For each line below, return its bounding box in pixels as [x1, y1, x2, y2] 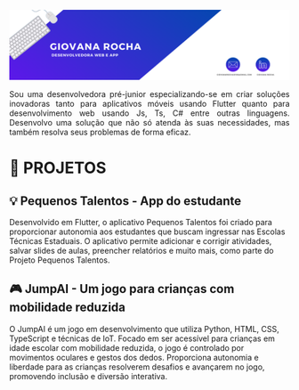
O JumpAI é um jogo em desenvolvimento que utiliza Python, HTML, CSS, [9, 323, 280, 334]
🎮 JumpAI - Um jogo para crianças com [9, 281, 235, 297]
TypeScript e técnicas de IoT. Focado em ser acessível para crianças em [9, 333, 276, 344]
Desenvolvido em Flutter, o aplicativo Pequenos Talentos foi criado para [9, 217, 273, 227]
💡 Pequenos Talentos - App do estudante [9, 193, 242, 208]
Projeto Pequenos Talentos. [9, 255, 110, 265]
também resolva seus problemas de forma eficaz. [9, 126, 191, 137]
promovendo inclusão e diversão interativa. [9, 370, 167, 381]
